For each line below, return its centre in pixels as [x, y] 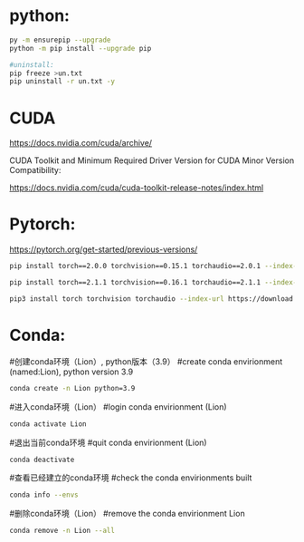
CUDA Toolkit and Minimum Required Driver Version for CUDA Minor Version [152, 160]
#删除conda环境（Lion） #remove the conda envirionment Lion [128, 514]
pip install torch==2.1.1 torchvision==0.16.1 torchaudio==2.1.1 [135, 283]
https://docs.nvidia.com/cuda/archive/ [81, 143]
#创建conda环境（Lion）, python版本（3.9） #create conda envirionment [146, 361]
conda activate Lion [48, 424]
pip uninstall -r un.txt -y [62, 82]
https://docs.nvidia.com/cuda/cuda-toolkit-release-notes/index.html [137, 188]
